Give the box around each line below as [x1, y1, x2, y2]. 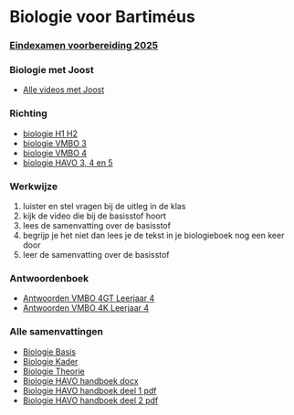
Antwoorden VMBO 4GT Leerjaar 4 [22, 293, 155, 303]
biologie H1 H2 [22, 128, 78, 139]
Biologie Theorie [22, 366, 85, 377]
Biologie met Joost [9, 64, 94, 77]
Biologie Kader [22, 356, 79, 367]
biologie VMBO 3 [22, 137, 87, 148]
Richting [9, 107, 47, 120]
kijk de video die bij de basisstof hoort [22, 210, 167, 221]
